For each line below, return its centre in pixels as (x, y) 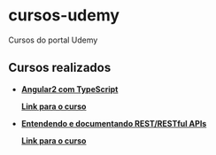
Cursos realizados (60, 68)
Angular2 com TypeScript (69, 89)
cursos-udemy (64, 15)
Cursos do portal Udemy (53, 40)
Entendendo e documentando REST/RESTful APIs (114, 123)
